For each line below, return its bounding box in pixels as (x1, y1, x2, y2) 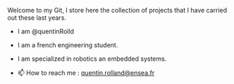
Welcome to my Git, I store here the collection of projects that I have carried (7, 6, 228, 14)
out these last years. (7, 13, 67, 22)
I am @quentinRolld (17, 28, 75, 35)
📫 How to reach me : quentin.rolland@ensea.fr (17, 68, 155, 77)
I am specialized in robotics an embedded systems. (17, 54, 167, 63)
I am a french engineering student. (17, 41, 118, 49)
